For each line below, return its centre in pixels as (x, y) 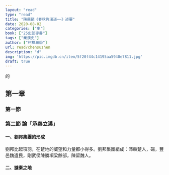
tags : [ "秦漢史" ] (22, 38)
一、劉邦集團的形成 (25, 137)
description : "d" (23, 52)
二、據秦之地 (18, 168)
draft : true (18, 61)
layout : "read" (21, 10)
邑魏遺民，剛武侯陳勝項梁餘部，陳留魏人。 (49, 155)
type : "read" (19, 15)
